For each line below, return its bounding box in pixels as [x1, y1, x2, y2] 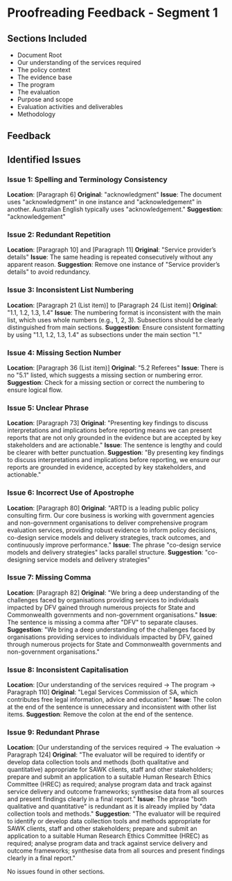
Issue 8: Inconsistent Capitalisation [7, 665, 129, 675]
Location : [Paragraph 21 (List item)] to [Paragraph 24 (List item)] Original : [7, 301, 218, 309]
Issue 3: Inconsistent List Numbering [7, 285, 134, 295]
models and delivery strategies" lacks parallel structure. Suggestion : [7, 547, 204, 557]
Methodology [17, 110, 56, 118]
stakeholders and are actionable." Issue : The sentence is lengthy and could [7, 441, 223, 450]
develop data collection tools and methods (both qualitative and [7, 758, 189, 766]
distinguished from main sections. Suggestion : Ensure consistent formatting [7, 323, 225, 331]
